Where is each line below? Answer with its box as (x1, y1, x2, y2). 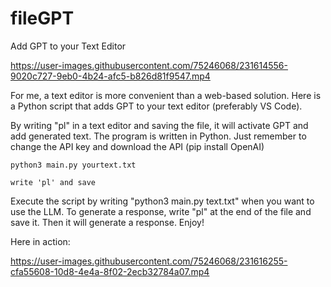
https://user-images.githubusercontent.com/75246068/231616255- (10, 255, 288, 267)
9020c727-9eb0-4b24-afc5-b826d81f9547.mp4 (10, 70, 211, 82)
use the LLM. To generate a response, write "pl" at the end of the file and (10, 205, 312, 217)
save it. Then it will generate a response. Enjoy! (10, 216, 205, 228)
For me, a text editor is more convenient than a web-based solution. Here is (10, 89, 322, 101)
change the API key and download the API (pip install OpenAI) (10, 140, 265, 152)
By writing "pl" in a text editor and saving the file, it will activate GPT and (10, 119, 309, 131)
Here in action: (10, 235, 71, 247)
